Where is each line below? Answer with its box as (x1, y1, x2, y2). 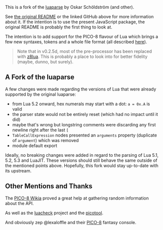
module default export (12, 143, 57, 148)
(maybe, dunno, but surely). (17, 59, 74, 64)
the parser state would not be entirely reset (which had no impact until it (12, 111, 158, 117)
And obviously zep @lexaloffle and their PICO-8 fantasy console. (5, 219, 136, 225)
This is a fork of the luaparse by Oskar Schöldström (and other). (5, 4, 134, 10)
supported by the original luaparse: (5, 91, 76, 97)
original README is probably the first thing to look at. (5, 24, 112, 30)
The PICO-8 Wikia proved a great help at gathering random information (5, 195, 149, 201)
